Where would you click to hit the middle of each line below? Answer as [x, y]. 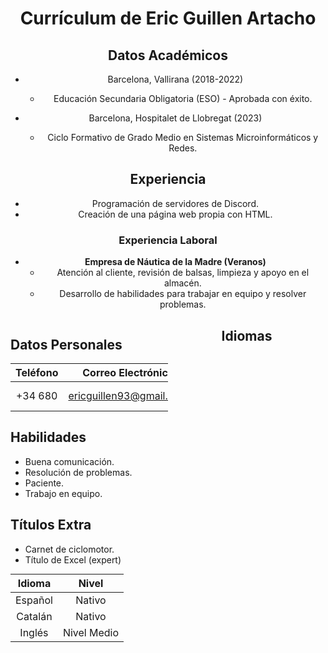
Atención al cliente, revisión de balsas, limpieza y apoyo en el [183, 273]
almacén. [182, 283]
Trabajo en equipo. [63, 493]
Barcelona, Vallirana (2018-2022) [175, 79]
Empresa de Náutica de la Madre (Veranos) [175, 262]
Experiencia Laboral [168, 240]
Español [34, 600]
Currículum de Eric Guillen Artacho [168, 18]
